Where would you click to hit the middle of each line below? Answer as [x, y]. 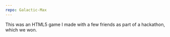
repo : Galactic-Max [26, 10]
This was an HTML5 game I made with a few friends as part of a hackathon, [85, 24]
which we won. [21, 30]
